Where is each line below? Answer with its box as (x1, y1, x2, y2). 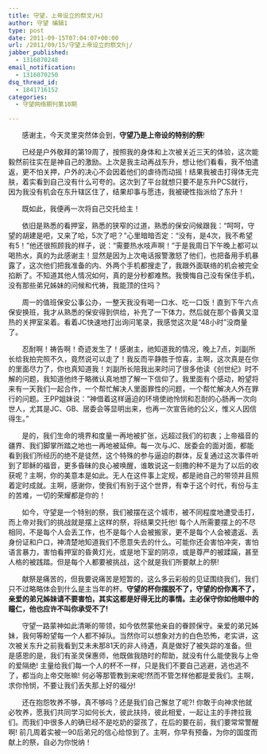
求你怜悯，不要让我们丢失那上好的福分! (8, 681, 137, 690)
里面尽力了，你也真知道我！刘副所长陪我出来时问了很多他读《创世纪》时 (14, 364, 252, 374)
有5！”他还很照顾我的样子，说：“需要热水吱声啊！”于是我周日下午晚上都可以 (8, 240, 258, 251)
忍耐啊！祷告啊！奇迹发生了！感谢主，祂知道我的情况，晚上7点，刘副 (21, 344, 249, 354)
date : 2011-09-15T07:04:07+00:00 (8, 33, 119, 42)
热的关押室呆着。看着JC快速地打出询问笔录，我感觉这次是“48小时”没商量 (8, 318, 248, 327)
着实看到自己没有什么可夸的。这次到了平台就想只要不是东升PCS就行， (21, 177, 253, 187)
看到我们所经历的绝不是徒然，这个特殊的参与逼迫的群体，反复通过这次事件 (8, 451, 252, 460)
